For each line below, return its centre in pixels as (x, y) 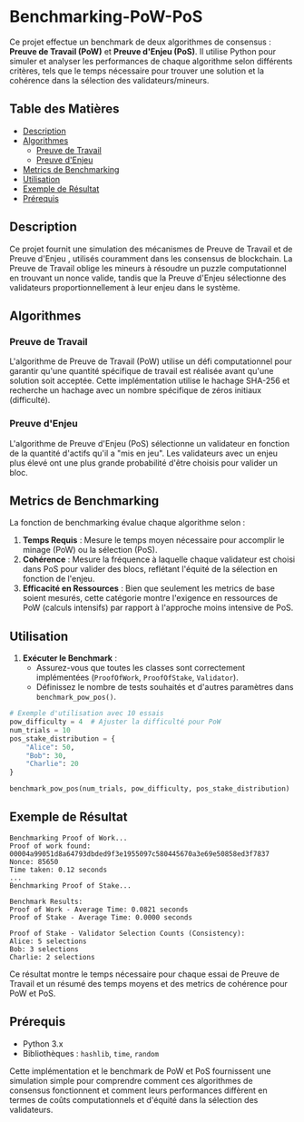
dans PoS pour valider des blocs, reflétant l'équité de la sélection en (150, 569)
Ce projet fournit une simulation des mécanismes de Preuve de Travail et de (151, 249)
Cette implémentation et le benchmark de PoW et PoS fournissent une (140, 1071)
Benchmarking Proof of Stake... (70, 886)
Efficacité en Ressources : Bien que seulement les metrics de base (148, 588)
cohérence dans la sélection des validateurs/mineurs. (109, 80)
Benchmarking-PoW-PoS (106, 17)
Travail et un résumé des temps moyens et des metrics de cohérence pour (148, 983)
